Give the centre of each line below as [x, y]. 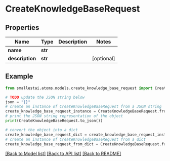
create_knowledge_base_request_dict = [46, 135]
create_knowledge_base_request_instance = [51, 111]
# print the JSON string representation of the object [64, 116]
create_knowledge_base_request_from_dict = [52, 144]
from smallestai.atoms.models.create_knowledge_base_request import [79, 88]
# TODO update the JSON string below [45, 97]
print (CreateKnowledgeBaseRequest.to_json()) [54, 121]
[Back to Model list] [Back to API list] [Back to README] [63, 154]
